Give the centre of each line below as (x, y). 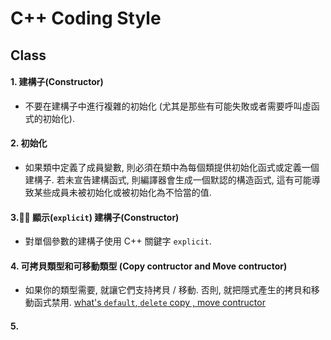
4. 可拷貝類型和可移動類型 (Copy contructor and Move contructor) (149, 266)
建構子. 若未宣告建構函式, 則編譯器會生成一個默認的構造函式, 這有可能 (168, 179)
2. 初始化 (29, 143)
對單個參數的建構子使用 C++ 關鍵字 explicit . (118, 241)
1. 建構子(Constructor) (57, 82)
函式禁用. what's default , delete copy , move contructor (149, 303)
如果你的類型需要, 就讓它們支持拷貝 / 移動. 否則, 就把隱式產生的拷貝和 (168, 290)
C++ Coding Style (86, 18)
